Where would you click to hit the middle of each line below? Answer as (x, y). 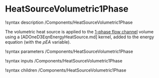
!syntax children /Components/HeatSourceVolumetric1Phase (66, 70)
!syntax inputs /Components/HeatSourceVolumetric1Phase (64, 61)
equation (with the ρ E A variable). (38, 42)
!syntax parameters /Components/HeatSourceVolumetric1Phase (69, 51)
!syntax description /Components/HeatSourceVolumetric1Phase (69, 22)
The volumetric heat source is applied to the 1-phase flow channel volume (79, 31)
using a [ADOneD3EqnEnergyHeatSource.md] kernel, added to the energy (80, 37)
